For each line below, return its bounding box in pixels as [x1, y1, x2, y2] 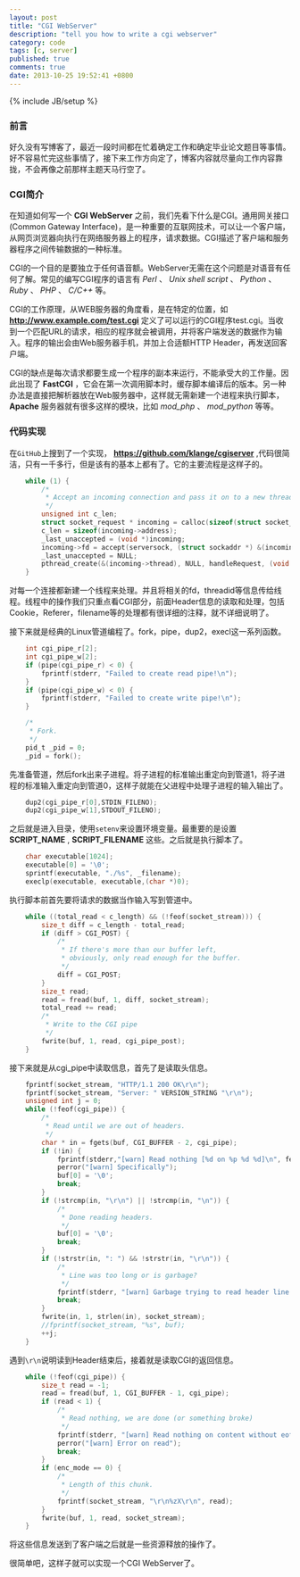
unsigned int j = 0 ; [25, 1097, 102, 1106]
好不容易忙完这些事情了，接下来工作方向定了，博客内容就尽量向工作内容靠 [9, 153, 283, 163]
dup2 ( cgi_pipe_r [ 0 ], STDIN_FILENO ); [25, 798, 158, 807]
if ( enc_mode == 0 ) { [41, 1464, 122, 1473]
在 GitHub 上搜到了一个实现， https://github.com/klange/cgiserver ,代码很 [9, 447, 283, 458]
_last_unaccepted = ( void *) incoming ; [41, 535, 186, 544]
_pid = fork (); [25, 751, 82, 760]
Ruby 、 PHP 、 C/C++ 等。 [9, 285, 112, 295]
